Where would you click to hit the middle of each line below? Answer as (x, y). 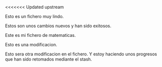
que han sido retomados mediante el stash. (48, 59)
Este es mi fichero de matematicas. (40, 35)
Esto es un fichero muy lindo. (35, 16)
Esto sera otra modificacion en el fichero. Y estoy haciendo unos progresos (81, 54)
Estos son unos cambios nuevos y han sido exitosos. (58, 26)
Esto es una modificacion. (31, 45)
